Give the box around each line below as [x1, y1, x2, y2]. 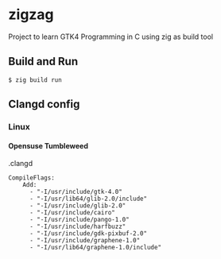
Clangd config [8, 98, 80, 111]
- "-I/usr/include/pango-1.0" [29, 216, 130, 224]
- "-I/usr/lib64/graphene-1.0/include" [29, 244, 161, 252]
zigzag [8, 6, 54, 24]
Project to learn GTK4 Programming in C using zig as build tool [8, 32, 213, 41]
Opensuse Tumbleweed [8, 141, 89, 150]
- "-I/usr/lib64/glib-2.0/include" [29, 195, 148, 203]
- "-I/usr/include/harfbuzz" [29, 222, 126, 231]
